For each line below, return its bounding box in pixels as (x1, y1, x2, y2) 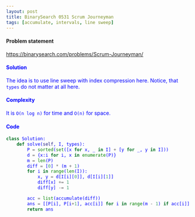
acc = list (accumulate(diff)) (27, 195, 101, 201)
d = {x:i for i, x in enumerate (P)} (27, 152, 117, 158)
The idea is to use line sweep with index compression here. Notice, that (6, 77, 179, 84)
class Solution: (6, 136, 46, 142)
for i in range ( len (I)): (27, 168, 88, 174)
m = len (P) (27, 157, 54, 164)
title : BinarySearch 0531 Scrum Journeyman (6, 14, 114, 20)
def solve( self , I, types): (16, 142, 85, 147)
